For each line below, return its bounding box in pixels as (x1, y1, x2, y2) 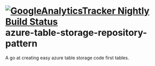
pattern (5, 38, 37, 50)
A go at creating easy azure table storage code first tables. (5, 54, 129, 61)
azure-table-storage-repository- (5, 27, 147, 38)
